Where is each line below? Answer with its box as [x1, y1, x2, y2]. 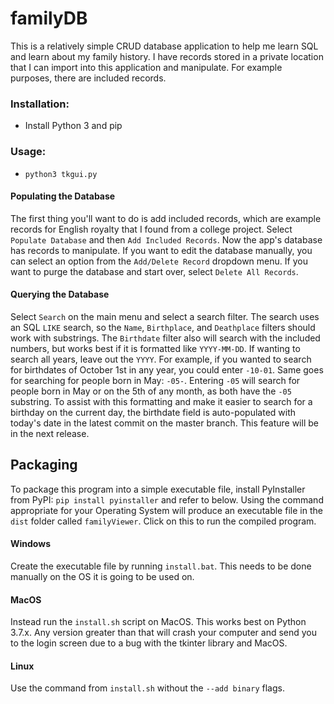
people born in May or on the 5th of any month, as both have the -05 [10, 385, 292, 397]
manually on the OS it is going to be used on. [10, 570, 195, 582]
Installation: [10, 97, 70, 111]
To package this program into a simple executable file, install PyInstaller [10, 483, 306, 495]
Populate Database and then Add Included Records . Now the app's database [10, 233, 323, 246]
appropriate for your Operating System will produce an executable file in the [10, 504, 323, 516]
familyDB [10, 7, 88, 30]
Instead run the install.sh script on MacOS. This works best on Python [10, 616, 307, 628]
